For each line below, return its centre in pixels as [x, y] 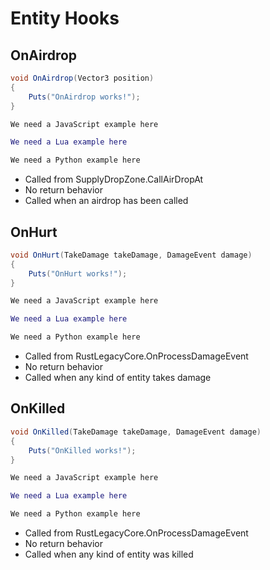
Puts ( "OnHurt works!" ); [78, 273]
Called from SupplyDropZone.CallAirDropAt [114, 179]
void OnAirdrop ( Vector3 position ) [82, 78]
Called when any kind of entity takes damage [118, 378]
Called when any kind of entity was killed [109, 554]
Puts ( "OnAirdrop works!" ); [84, 97]
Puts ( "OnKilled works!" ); [82, 450]
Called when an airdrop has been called [106, 201]
